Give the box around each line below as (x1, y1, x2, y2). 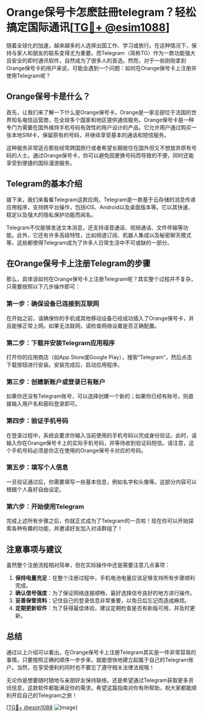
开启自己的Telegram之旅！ (11, 692, 77, 699)
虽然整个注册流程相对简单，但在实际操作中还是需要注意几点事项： (6, 561, 170, 568)
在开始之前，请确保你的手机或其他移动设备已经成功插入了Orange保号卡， (6, 314, 189, 322)
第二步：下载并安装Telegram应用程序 (6, 339, 115, 347)
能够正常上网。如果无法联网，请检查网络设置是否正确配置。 (11, 322, 160, 329)
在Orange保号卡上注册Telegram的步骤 (6, 258, 151, 268)
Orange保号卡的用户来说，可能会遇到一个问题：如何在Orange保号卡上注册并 (6, 64, 197, 71)
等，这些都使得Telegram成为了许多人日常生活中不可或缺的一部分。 (6, 239, 173, 246)
